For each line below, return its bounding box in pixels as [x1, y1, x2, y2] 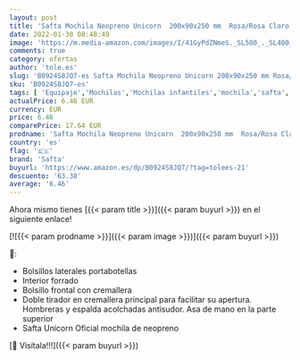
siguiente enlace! [9, 214, 72, 225]
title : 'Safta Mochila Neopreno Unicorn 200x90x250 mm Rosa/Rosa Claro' [9, 21, 294, 30]
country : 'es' [9, 138, 62, 147]
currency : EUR [9, 105, 62, 114]
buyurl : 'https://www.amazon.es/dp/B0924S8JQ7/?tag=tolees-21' [9, 163, 250, 172]
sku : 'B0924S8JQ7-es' [9, 80, 90, 89]
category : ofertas [9, 55, 78, 64]
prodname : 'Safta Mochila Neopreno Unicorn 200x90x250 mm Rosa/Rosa [9, 130, 278, 139]
